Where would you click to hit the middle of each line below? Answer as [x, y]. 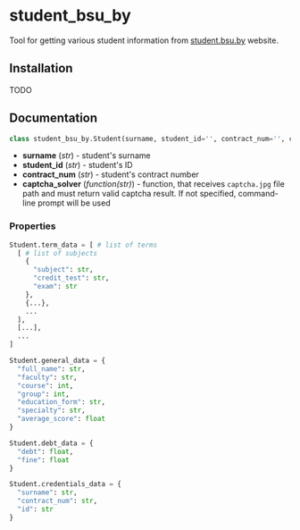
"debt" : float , [46, 451]
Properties [33, 226]
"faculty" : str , [47, 377]
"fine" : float [43, 460]
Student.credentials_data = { [66, 484]
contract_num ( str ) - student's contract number [110, 174]
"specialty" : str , [52, 411]
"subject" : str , [63, 270]
